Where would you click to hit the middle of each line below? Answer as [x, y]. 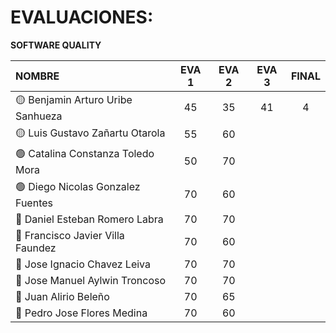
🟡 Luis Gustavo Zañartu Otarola [90, 133]
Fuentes [34, 203]
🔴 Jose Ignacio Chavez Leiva [83, 264]
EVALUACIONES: [82, 17]
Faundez [36, 248]
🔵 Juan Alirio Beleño [62, 296]
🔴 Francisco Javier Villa [70, 235]
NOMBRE [37, 76]
